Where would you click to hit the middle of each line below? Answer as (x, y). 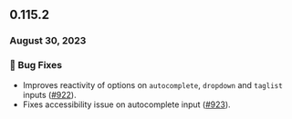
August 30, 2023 (48, 41)
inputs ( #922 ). (49, 94)
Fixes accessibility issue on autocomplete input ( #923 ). (126, 104)
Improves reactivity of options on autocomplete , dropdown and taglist (152, 84)
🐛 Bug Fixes (36, 65)
